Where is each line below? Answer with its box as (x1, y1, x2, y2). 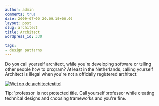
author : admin (5, 7, 34, 12)
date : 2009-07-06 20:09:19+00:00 (5, 16, 73, 21)
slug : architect (5, 25, 38, 30)
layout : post (5, 20, 32, 26)
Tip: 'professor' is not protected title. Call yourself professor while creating (5, 90, 155, 96)
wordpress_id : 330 (5, 35, 42, 39)
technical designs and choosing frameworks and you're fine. (5, 95, 126, 101)
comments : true (5, 12, 36, 17)
